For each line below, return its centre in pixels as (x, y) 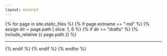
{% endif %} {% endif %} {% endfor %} (46, 49)
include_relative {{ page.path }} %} (41, 34)
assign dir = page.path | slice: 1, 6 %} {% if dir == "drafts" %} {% (72, 29)
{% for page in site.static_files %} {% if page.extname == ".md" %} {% (78, 24)
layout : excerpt (22, 10)
